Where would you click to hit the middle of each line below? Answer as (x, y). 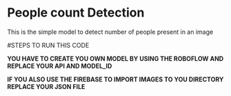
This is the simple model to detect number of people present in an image (110, 32)
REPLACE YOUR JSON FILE (46, 86)
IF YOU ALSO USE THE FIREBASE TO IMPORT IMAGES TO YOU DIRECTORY (115, 79)
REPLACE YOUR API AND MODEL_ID (60, 66)
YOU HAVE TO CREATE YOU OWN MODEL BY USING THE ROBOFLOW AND (115, 58)
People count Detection (76, 13)
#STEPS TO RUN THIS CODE (48, 45)
